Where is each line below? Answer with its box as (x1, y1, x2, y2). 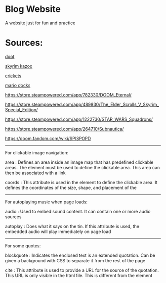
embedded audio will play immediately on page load (5, 229, 111, 235)
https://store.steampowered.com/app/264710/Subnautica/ (5, 126, 124, 132)
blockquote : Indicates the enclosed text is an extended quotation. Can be (5, 252, 156, 258)
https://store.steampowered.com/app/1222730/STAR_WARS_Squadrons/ (5, 116, 153, 122)
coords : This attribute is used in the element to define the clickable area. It (5, 179, 158, 185)
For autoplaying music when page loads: (5, 199, 88, 205)
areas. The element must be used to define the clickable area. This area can (5, 164, 160, 170)
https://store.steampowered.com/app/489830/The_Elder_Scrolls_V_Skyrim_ (5, 101, 159, 107)
